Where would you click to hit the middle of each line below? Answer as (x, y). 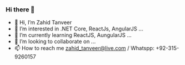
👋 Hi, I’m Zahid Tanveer (43, 23)
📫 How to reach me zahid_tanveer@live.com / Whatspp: (84, 48)
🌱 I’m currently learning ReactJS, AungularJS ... (73, 35)
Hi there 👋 (20, 10)
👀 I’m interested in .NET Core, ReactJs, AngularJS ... (79, 29)
